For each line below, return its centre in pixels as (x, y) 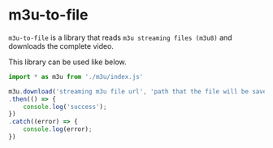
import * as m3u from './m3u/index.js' (76, 76)
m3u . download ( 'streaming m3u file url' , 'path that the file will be (129, 91)
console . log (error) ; (58, 129)
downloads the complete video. (61, 46)
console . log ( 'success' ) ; (65, 107)
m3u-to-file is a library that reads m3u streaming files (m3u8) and (121, 37)
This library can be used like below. (68, 62)
